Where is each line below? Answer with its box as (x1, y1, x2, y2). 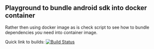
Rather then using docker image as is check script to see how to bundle (5, 24, 150, 30)
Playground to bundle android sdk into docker (5, 4, 147, 12)
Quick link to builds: (5, 39, 45, 45)
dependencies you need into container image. (5, 29, 98, 35)
